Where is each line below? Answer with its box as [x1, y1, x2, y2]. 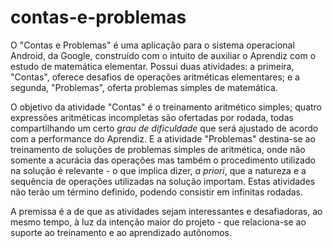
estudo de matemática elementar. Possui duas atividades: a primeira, [10, 60, 295, 72]
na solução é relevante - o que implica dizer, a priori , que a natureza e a [10, 164, 307, 176]
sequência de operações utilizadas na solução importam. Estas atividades [10, 175, 316, 187]
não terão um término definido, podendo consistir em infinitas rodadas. [10, 186, 303, 198]
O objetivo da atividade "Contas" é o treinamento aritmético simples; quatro [10, 101, 323, 113]
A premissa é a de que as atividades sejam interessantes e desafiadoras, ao [10, 205, 323, 217]
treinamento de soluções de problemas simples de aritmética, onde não [10, 143, 306, 155]
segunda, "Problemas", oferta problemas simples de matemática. [10, 81, 278, 93]
